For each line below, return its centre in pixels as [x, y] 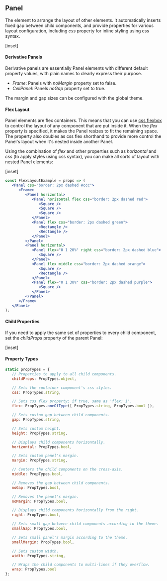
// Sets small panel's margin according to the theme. [70, 537]
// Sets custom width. [35, 551]
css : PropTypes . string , [36, 392]
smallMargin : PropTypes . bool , [43, 542]
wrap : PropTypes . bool [34, 570]
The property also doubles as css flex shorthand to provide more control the [83, 136]
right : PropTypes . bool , [36, 515]
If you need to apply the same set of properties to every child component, [81, 333]
